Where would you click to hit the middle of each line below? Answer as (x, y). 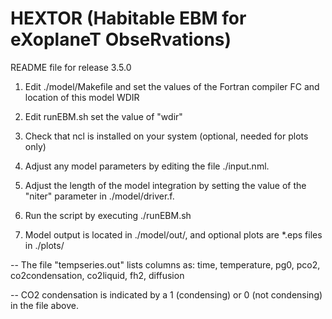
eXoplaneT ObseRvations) (121, 39)
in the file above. (44, 305)
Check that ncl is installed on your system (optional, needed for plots (166, 136)
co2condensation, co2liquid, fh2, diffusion (97, 275)
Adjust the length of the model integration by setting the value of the (165, 185)
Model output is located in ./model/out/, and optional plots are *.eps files (173, 234)
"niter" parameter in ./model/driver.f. (99, 196)
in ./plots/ (44, 245)
